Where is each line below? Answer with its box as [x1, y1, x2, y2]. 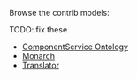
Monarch [21, 51, 56, 61]
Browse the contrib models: [9, 8, 110, 18]
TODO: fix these [9, 25, 68, 34]
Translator [21, 61, 60, 70]
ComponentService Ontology [21, 41, 128, 52]
